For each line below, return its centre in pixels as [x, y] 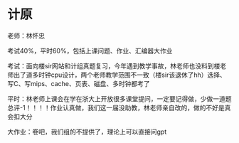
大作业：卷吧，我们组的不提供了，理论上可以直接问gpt [87, 132]
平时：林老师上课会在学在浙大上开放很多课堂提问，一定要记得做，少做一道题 [119, 99]
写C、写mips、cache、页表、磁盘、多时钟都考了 [79, 83]
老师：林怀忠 [26, 36]
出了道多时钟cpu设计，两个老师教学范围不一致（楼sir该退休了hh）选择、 [119, 75]
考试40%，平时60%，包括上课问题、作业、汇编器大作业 [90, 51]
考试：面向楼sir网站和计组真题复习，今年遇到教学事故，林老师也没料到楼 [114, 65]
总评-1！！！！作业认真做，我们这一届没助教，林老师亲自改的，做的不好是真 [119, 107]
